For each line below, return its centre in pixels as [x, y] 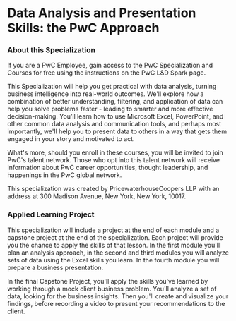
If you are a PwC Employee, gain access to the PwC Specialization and [110, 66]
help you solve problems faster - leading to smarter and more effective [110, 109]
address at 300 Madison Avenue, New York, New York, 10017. [97, 196]
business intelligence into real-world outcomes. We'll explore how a [106, 94]
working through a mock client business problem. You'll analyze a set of [112, 289]
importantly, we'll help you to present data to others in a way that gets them [117, 131]
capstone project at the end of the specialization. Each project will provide [116, 237]
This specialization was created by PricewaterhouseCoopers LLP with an [113, 189]
